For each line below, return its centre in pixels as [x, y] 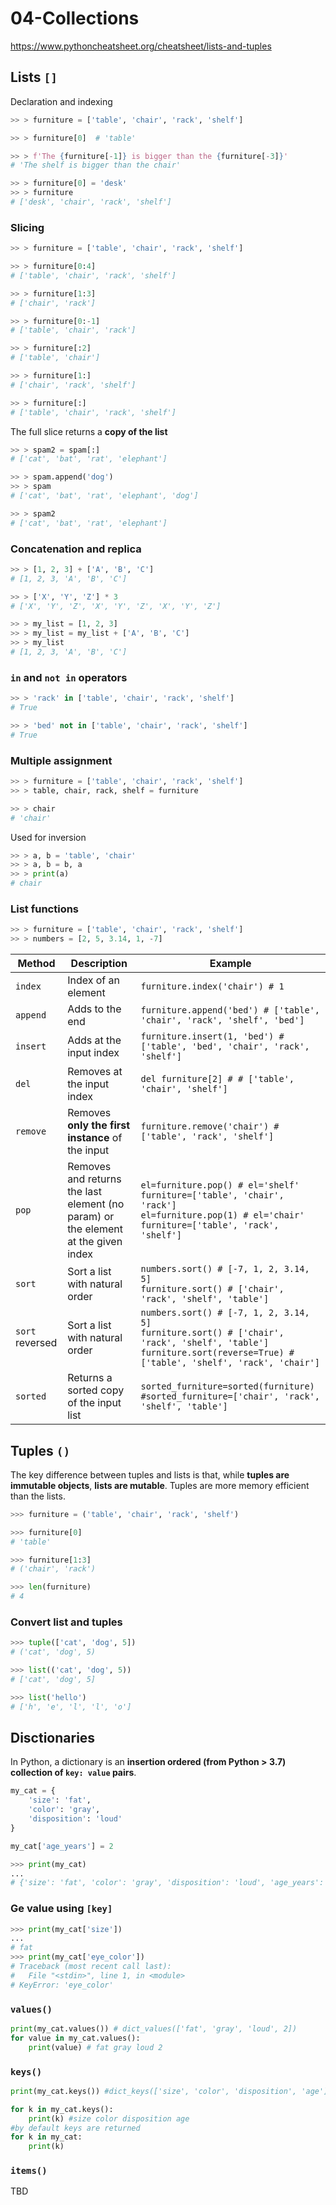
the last [84, 1192]
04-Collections [75, 18]
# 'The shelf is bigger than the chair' [96, 165]
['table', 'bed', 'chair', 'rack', [225, 1046]
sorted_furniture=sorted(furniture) [227, 1386]
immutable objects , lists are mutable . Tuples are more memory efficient [160, 1485]
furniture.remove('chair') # [210, 1126]
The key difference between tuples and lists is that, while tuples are [150, 1474]
